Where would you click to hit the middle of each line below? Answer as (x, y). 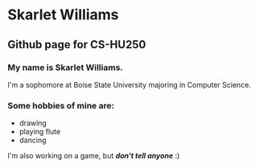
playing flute (40, 132)
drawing (33, 123)
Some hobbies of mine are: (61, 105)
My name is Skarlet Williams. (66, 68)
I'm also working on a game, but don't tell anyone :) (94, 156)
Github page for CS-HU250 (77, 45)
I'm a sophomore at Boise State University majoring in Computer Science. (129, 84)
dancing (33, 140)
